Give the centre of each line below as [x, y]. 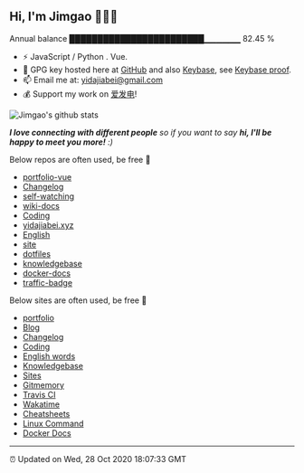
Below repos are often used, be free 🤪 [80, 159]
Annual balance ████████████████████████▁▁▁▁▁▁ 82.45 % [142, 38]
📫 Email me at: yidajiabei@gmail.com [93, 80]
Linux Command [53, 423]
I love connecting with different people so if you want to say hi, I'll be [141, 132]
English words [49, 356]
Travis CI [39, 394]
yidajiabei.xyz [48, 225]
